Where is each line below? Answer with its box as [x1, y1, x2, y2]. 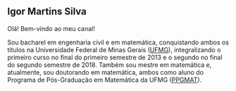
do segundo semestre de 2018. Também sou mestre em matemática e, [7, 60, 212, 69]
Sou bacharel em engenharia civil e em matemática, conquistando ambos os [7, 38, 229, 47]
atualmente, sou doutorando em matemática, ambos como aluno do [7, 68, 204, 76]
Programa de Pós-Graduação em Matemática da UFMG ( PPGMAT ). [7, 75, 202, 84]
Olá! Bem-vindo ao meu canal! [7, 24, 95, 32]
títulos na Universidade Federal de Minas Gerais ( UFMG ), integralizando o [7, 45, 221, 54]
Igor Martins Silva [7, 6, 87, 18]
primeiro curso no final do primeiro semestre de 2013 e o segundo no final [7, 53, 223, 61]
